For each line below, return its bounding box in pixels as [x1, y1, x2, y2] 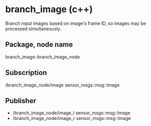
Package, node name [5, 40, 73, 49]
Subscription [5, 68, 47, 77]
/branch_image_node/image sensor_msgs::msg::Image [5, 82, 120, 88]
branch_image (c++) [5, 4, 93, 15]
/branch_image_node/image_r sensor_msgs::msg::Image [12, 115, 131, 121]
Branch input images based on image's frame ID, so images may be [5, 20, 146, 26]
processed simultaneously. [5, 25, 62, 31]
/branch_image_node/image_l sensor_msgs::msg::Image [12, 110, 131, 116]
